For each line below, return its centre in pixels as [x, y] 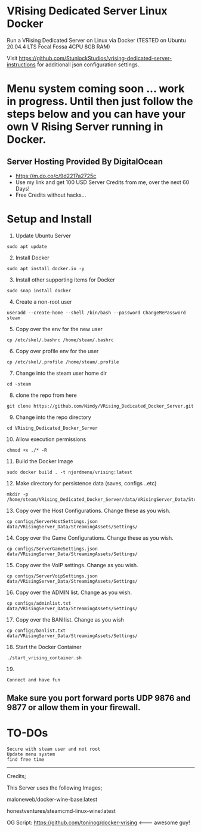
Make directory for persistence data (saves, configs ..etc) [86, 483]
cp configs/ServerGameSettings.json [52, 549]
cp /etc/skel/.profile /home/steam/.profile [63, 362]
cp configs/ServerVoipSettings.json [52, 576]
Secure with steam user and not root [54, 749]
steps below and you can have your [96, 114]
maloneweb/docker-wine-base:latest [52, 800]
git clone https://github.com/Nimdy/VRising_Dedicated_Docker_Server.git [101, 406]
